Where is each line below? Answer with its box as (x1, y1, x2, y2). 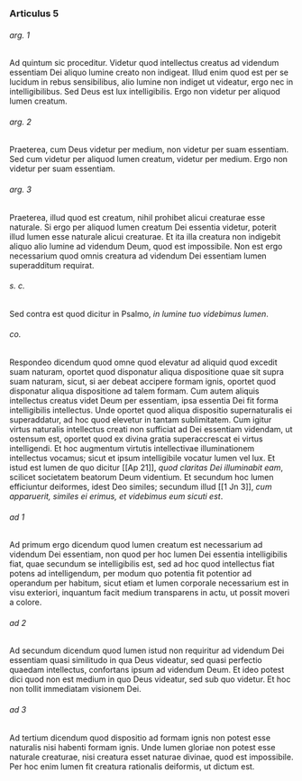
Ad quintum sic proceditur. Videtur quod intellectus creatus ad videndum (9, 58, 279, 68)
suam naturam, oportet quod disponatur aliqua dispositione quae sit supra (9, 366, 284, 377)
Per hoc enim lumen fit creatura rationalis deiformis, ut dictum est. (9, 760, 255, 772)
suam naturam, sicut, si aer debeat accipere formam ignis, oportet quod (9, 376, 277, 386)
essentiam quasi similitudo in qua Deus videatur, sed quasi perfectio (9, 655, 263, 666)
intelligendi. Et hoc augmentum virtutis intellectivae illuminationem (9, 442, 255, 453)
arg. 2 (9, 116, 32, 127)
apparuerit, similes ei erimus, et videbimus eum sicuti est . (9, 490, 224, 502)
